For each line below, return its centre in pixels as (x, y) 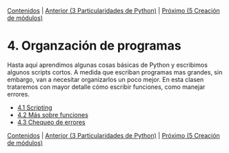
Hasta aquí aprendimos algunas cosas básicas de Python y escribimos (108, 65)
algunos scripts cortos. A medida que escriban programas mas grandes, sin (115, 72)
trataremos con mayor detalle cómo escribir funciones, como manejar (106, 87)
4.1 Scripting (35, 108)
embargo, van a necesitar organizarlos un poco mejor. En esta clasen (106, 79)
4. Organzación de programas (94, 46)
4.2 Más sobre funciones (52, 114)
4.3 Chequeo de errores (51, 122)
